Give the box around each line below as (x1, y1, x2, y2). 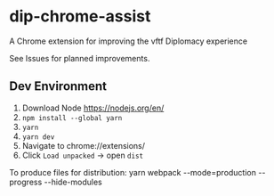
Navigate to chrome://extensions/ (21, 140, 145, 151)
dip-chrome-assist (9, 6, 151, 27)
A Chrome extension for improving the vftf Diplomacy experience (9, 36, 247, 46)
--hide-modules (44, 176, 102, 187)
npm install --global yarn (21, 113, 123, 122)
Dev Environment (9, 78, 108, 94)
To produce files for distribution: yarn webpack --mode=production (9, 167, 256, 177)
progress (9, 176, 43, 187)
